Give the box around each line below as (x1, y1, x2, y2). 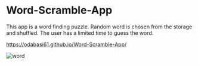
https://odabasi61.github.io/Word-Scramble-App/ (6, 41, 127, 48)
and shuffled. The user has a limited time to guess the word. (6, 29, 154, 36)
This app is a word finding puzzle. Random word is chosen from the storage (6, 23, 193, 30)
